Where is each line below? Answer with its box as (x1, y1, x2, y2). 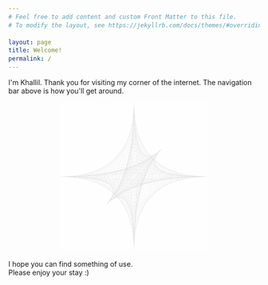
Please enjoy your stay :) (8, 267, 89, 277)
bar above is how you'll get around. (8, 86, 124, 96)
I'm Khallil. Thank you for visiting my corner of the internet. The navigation (8, 78, 252, 87)
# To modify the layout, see (8, 21, 105, 29)
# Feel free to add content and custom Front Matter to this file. (8, 13, 238, 21)
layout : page (8, 38, 52, 46)
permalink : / (8, 55, 52, 63)
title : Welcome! (8, 46, 62, 55)
